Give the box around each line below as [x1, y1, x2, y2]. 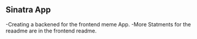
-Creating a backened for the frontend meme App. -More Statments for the [5, 20, 192, 28]
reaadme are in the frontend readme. [5, 27, 97, 34]
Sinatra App [5, 5, 51, 15]
